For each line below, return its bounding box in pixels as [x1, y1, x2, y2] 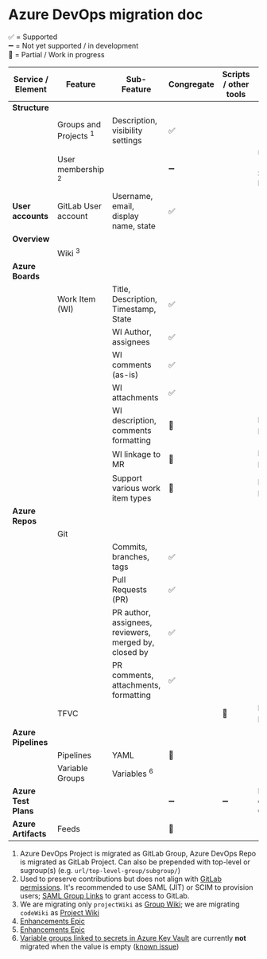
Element [14, 84, 48, 95]
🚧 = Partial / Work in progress [8, 49, 105, 59]
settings [111, 134, 142, 146]
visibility [111, 125, 143, 136]
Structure [12, 102, 49, 113]
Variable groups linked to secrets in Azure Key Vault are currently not [19, 933, 246, 942]
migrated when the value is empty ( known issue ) [19, 941, 180, 951]
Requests [111, 583, 147, 595]
